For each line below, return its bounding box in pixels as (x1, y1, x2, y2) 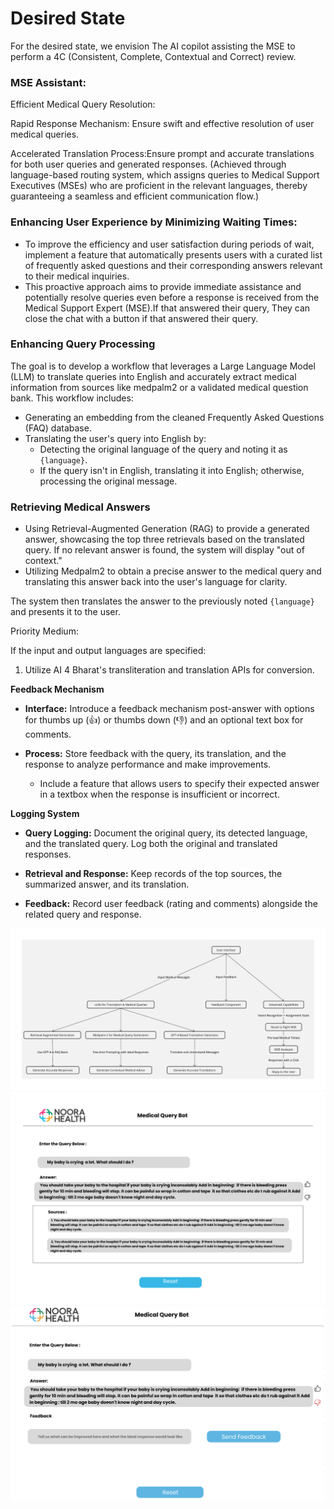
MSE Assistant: (10, 75, 87, 89)
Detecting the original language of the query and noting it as (39, 443, 288, 455)
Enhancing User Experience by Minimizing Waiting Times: (10, 215, 298, 229)
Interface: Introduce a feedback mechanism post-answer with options (24, 703, 315, 715)
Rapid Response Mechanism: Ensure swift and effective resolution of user (10, 118, 315, 130)
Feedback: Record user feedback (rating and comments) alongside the (24, 898, 318, 910)
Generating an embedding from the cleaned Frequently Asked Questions (24, 411, 325, 423)
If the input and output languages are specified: (10, 645, 207, 657)
